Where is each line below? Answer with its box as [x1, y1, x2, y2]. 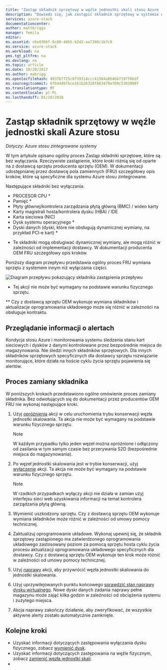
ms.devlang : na [5, 58, 37, 63]
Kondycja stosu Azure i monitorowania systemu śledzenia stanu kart [5, 337, 145, 342]
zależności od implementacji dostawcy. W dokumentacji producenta [12, 245, 152, 251]
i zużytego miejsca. [12, 597, 53, 603]
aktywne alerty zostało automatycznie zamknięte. [12, 612, 114, 618]
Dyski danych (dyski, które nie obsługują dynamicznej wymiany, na [12, 224, 150, 230]
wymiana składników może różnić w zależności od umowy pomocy [12, 516, 150, 522]
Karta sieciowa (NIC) [12, 214, 56, 220]
